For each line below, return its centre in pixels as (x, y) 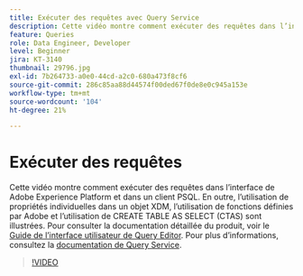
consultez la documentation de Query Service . (96, 245)
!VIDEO (45, 262)
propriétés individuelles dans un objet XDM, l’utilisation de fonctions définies (151, 207)
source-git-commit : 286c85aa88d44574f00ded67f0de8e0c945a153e (129, 85)
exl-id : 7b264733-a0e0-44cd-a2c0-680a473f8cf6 (98, 77)
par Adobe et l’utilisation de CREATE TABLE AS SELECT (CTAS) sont (136, 216)
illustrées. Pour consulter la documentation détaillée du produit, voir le (140, 225)
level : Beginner (40, 51)
